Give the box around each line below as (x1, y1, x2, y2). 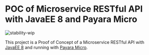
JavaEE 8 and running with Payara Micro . (5, 44, 88, 50)
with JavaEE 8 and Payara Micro (5, 14, 138, 25)
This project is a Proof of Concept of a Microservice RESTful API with (5, 39, 145, 45)
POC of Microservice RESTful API (5, 3, 143, 15)
